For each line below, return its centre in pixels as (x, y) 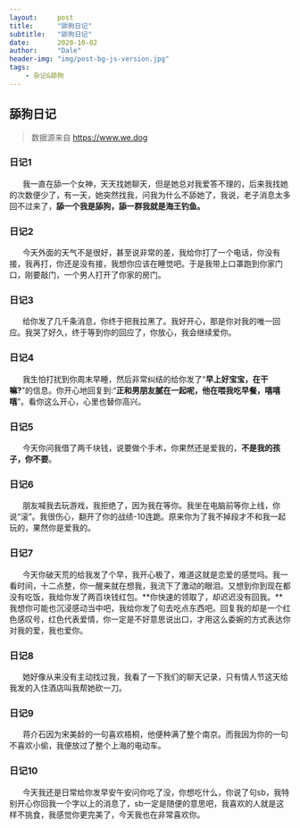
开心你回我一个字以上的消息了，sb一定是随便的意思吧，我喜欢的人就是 (146, 803)
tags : (19, 68)
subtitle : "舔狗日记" (50, 34)
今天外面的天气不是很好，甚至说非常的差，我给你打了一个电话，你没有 (151, 253)
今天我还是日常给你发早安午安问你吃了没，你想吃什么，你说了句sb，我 (152, 792)
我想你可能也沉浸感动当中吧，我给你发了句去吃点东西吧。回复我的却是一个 (146, 607)
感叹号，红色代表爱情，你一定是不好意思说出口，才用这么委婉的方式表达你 (154, 619)
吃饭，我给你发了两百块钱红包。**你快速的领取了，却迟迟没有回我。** (154, 597)
